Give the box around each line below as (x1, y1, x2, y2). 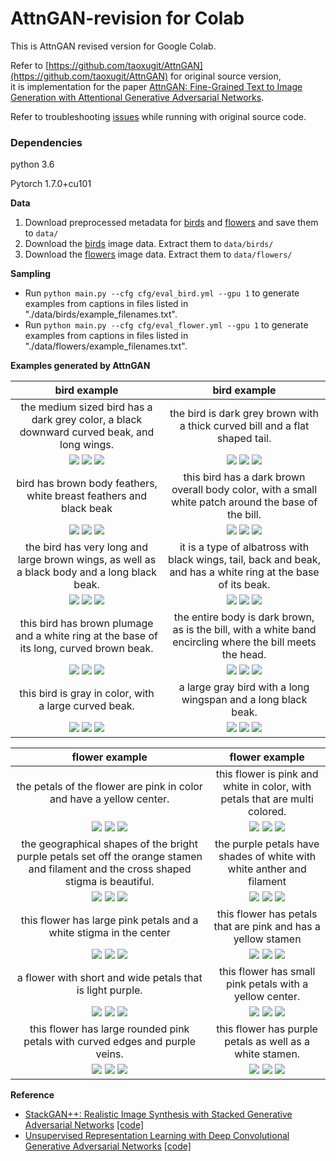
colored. (247, 805, 287, 819)
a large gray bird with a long (178, 680, 310, 694)
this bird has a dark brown (183, 470, 306, 484)
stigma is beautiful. (64, 875, 155, 889)
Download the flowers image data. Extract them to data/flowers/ (24, 248, 293, 261)
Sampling (10, 268, 52, 280)
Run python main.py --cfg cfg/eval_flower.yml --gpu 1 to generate (24, 319, 309, 331)
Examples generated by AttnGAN (10, 360, 151, 372)
